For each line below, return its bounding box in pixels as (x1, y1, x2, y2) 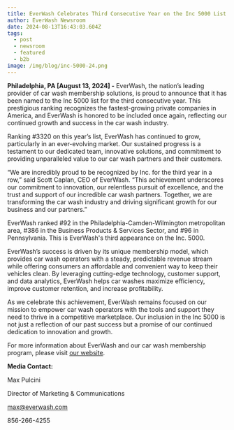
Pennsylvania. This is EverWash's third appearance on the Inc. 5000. (7, 234, 205, 242)
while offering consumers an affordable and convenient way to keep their (7, 261, 218, 270)
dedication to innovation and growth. (7, 327, 113, 336)
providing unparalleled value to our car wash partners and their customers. (7, 155, 223, 163)
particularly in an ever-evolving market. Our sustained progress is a (7, 139, 201, 148)
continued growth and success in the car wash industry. (7, 118, 169, 127)
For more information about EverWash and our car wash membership (7, 341, 206, 350)
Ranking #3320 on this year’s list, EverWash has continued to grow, (7, 132, 201, 141)
